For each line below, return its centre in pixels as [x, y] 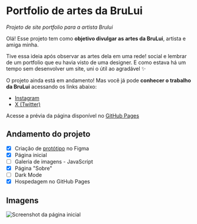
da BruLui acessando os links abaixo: [52, 86]
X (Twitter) [27, 104]
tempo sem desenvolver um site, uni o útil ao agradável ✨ [76, 68]
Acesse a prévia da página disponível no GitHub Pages [73, 115]
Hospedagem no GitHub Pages [52, 182]
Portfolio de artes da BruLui [74, 11]
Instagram [27, 98]
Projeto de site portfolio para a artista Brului [60, 27]
